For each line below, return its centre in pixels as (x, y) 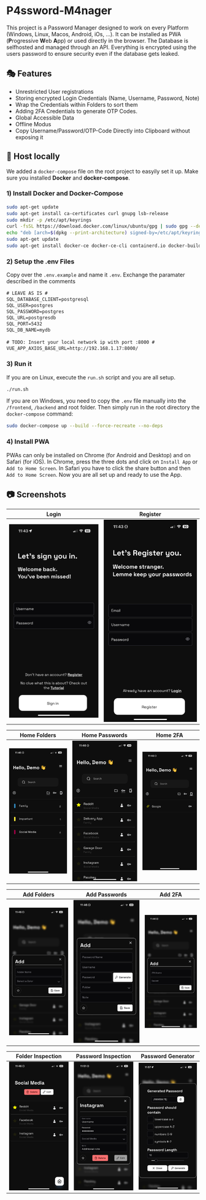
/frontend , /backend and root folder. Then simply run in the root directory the (103, 408)
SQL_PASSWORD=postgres (35, 312)
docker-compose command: (40, 414)
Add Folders (39, 894)
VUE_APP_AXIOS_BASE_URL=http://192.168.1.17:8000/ (72, 349)
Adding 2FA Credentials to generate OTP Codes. (76, 111)
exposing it (29, 137)
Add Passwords (106, 894)
